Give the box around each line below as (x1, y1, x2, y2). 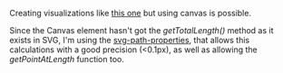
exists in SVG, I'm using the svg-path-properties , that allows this (9, 35, 250, 45)
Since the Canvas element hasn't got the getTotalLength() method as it (9, 25, 274, 35)
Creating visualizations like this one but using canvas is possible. (9, 8, 252, 18)
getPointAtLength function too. (9, 54, 124, 64)
